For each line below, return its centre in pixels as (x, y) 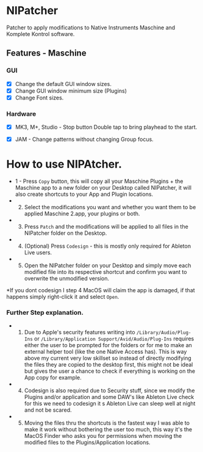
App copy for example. (53, 378)
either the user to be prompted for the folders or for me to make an (108, 345)
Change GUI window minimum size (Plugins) (71, 91)
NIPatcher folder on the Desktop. (66, 233)
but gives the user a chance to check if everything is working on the (110, 371)
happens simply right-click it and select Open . (63, 297)
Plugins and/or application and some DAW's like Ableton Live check (109, 397)
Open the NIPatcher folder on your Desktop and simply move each (108, 265)
